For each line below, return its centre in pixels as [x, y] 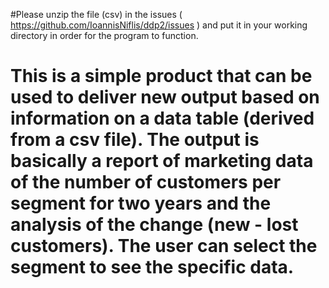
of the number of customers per [146, 182]
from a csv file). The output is [135, 140]
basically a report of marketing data [162, 161]
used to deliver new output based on [165, 97]
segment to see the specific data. [152, 267]
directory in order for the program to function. [104, 35]
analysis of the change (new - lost [154, 225]
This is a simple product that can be [161, 76]
